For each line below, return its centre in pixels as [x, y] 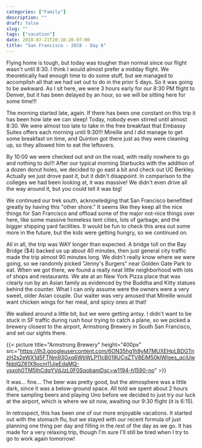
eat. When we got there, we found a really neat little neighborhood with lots [100, 270]
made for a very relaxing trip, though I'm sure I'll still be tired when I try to [97, 432]
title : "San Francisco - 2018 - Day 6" [56, 46]
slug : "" [17, 29]
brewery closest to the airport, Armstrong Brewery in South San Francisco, [99, 326]
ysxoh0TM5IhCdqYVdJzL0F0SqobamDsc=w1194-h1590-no [80, 370]
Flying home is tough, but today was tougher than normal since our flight [96, 62]
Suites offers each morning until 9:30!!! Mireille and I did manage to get [94, 132]
